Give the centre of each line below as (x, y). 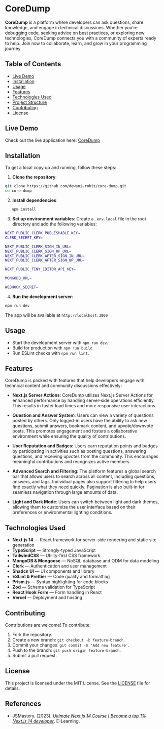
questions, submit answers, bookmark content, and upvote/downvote (83, 426)
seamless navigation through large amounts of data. (65, 492)
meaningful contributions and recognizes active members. (71, 462)
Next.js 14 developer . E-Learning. (46, 721)
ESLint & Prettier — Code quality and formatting (61, 577)
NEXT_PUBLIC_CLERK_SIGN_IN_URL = (38, 247)
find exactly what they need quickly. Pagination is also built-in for (78, 487)
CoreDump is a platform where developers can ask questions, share (74, 22)
